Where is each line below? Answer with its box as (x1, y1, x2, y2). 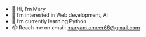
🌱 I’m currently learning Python (11, 18, 86, 24)
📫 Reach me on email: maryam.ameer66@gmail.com (11, 24, 140, 31)
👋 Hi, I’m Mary (11, 6, 46, 12)
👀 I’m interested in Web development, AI (11, 12, 108, 18)
